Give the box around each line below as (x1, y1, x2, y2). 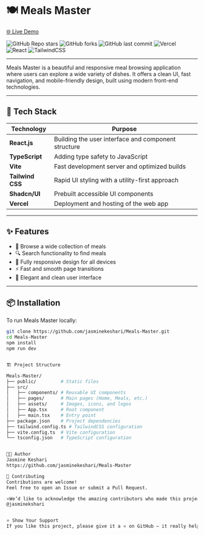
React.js (9, 138, 33, 147)
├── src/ (6, 384, 29, 390)
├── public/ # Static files (6, 378, 99, 384)
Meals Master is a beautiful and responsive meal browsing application (6, 64, 181, 71)
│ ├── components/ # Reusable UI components (6, 390, 126, 396)
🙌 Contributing (6, 473, 45, 479)
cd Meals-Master (6, 334, 47, 341)
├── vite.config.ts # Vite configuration (6, 429, 115, 435)
